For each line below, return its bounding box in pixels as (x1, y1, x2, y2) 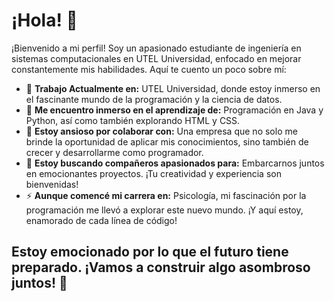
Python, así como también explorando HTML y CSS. (25, 114, 241, 126)
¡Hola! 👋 (11, 9, 78, 32)
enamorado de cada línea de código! (25, 214, 178, 226)
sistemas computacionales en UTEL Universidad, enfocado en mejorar (11, 52, 302, 64)
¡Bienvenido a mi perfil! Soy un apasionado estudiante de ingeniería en (11, 42, 302, 54)
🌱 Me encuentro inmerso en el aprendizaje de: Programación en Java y (25, 104, 324, 116)
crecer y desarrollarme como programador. (25, 146, 204, 158)
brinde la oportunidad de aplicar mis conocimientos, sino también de (25, 135, 309, 148)
